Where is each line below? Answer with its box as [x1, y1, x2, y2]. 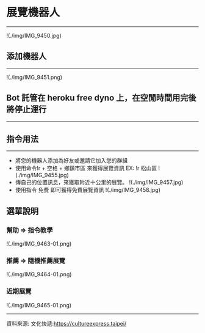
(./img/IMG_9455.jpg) [15, 172, 69, 179]
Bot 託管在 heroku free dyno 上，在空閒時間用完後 [6, 93, 196, 103]
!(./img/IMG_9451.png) [6, 73, 63, 81]
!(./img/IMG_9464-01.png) [6, 271, 72, 278]
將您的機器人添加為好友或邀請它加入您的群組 [15, 157, 128, 164]
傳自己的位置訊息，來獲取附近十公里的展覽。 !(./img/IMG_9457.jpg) [15, 178, 184, 186]
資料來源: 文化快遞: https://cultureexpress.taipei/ [6, 320, 127, 327]
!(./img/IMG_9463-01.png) [6, 240, 72, 247]
